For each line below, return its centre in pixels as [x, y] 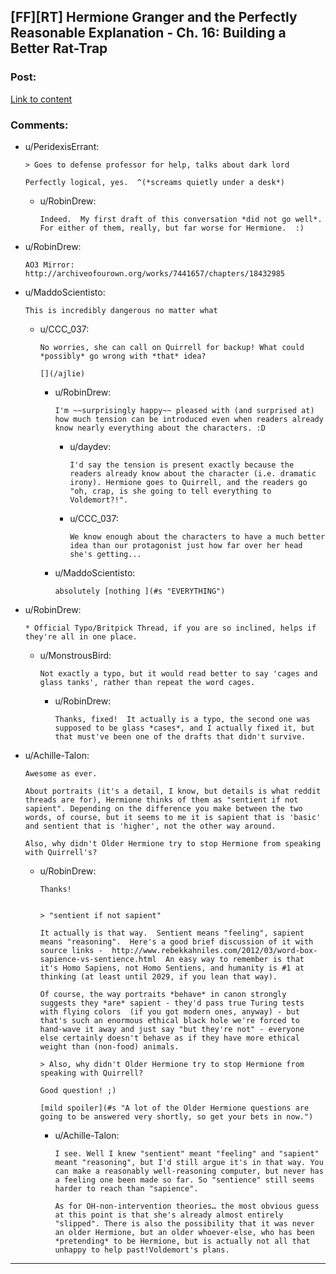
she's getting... [105, 554]
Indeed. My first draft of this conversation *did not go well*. [181, 219]
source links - [71, 950]
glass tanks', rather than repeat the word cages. [147, 682]
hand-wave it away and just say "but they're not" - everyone [172, 1029]
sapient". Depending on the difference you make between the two [163, 808]
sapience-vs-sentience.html [98, 959]
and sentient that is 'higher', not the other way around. [150, 826]
